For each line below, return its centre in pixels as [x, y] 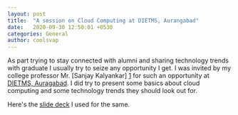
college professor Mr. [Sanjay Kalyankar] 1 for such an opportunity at [108, 76]
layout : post [27, 14]
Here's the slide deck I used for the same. [69, 104]
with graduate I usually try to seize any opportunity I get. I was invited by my [119, 68]
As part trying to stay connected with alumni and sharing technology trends [118, 60]
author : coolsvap [33, 40]
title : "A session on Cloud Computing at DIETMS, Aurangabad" [103, 21]
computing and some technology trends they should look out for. [103, 91]
